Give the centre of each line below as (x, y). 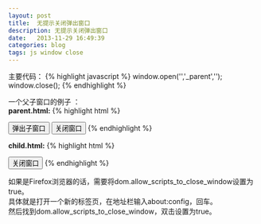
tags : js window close (46, 53)
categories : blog (37, 45)
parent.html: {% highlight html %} (64, 111)
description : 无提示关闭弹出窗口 (58, 30)
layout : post (30, 16)
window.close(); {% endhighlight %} (68, 85)
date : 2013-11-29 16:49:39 (56, 38)
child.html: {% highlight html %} (62, 145)
